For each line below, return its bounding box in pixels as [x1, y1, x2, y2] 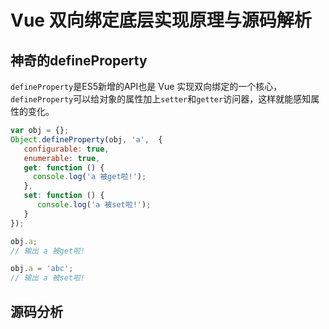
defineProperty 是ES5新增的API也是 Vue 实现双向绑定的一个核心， [10, 81, 283, 92]
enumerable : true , [23, 153, 101, 163]
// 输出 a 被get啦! [10, 246, 86, 256]
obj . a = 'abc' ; [10, 264, 74, 274]
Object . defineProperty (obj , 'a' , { [10, 134, 163, 145]
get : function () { [23, 162, 105, 173]
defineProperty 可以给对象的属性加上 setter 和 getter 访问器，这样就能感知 [10, 93, 312, 105]
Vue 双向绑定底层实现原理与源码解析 [10, 9, 312, 32]
